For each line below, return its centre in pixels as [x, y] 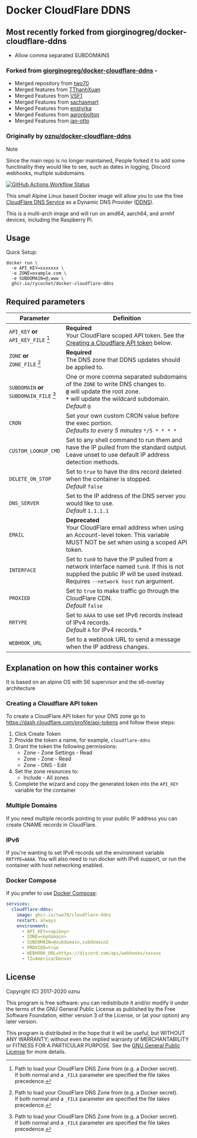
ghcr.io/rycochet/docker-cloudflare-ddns [63, 284]
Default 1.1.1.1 [87, 511]
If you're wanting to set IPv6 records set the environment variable [85, 852]
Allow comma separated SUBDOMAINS [62, 55]
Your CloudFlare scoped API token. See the [125, 336]
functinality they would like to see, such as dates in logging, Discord [88, 167]
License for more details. [36, 1051]
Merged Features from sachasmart [56, 102]
